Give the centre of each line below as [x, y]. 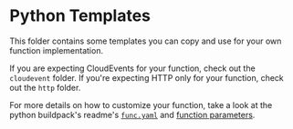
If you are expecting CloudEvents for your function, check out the [132, 68]
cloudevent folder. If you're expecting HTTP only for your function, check [147, 77]
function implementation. [56, 50]
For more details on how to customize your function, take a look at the [141, 104]
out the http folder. [45, 87]
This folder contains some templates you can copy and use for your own [146, 41]
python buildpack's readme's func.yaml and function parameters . [132, 114]
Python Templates [80, 16]
